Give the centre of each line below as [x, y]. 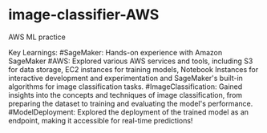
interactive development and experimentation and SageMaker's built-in [125, 78]
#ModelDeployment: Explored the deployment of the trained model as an [129, 112]
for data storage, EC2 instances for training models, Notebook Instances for [133, 69]
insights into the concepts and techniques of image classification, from [125, 95]
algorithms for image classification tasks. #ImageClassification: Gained [125, 87]
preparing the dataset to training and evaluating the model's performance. [131, 103]
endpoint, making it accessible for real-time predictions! [101, 120]
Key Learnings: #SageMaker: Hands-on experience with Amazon [115, 52]
